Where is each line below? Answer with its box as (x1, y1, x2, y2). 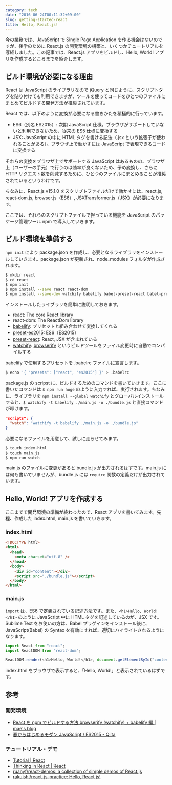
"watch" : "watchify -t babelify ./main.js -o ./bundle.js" (10, 421, 139, 426)
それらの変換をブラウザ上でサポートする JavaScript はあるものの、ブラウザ (5, 158, 165, 164)
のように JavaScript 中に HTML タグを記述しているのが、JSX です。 (17, 614, 162, 620)
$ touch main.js (5, 450, 40, 456)
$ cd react (5, 277, 29, 282)
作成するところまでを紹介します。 (14, 56, 86, 62)
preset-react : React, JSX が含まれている (12, 336, 98, 342)
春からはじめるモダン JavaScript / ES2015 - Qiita (12, 731, 116, 737)
